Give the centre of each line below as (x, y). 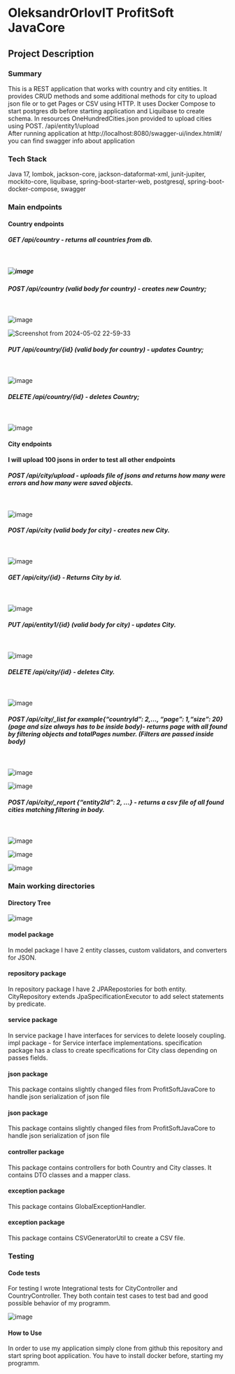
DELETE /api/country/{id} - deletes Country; (74, 396)
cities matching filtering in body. (56, 809)
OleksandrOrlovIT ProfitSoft (91, 13)
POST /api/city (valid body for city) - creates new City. (89, 531)
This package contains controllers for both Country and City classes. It (110, 1168)
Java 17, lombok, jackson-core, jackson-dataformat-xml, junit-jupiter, (107, 174)
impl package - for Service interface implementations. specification (105, 1043)
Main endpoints (35, 207)
